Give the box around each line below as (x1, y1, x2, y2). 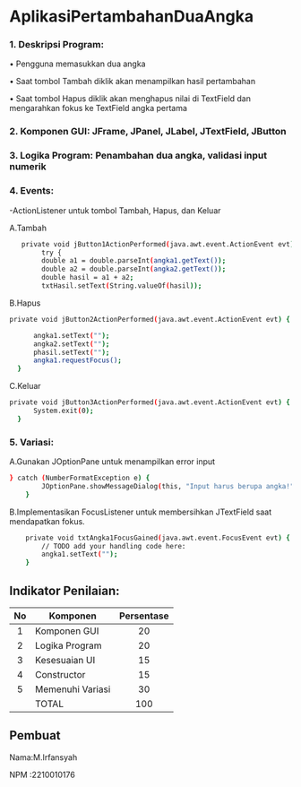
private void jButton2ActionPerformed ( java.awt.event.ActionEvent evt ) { (9, 315, 291, 324)
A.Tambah (9, 222, 47, 233)
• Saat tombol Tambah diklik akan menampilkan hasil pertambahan (9, 76, 256, 87)
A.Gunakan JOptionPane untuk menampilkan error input (9, 456, 216, 467)
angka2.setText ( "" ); (32, 339, 110, 349)
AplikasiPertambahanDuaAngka (9, 6, 254, 27)
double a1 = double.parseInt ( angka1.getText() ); (41, 256, 227, 265)
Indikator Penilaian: (9, 583, 120, 598)
